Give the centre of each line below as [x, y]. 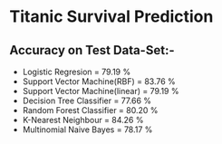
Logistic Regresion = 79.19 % [77, 72]
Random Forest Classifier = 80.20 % [90, 110]
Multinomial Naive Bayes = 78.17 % [87, 130]
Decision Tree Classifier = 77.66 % [87, 101]
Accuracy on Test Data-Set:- [92, 50]
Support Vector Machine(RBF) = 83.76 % [99, 82]
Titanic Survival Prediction [111, 17]
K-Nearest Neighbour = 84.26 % [83, 120]
